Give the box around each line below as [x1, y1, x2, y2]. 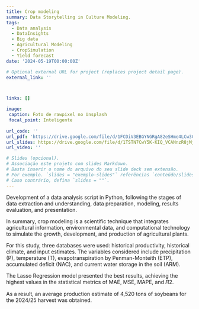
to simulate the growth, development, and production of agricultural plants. [6, 230, 189, 237]
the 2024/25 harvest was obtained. [6, 297, 92, 304]
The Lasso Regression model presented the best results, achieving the [6, 272, 178, 279]
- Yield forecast [11, 53, 54, 59]
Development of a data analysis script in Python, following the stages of [6, 194, 182, 201]
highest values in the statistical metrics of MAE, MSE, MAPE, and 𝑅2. [6, 278, 174, 285]
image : [6, 106, 23, 112]
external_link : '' [6, 75, 52, 81]
